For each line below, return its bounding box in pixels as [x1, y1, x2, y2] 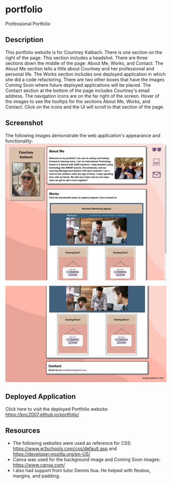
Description [5, 35, 44, 44]
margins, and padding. [12, 473, 60, 479]
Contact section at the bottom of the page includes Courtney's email [5, 87, 150, 94]
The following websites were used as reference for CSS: [12, 440, 132, 446]
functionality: [5, 138, 33, 144]
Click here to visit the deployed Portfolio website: [5, 406, 109, 412]
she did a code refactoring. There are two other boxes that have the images [5, 76, 165, 83]
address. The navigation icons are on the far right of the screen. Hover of [5, 92, 160, 99]
